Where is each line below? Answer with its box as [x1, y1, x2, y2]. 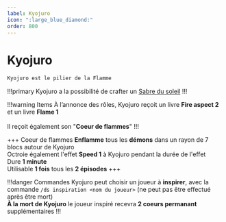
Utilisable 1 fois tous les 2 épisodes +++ [7, 165, 121, 173]
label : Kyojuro [7, 10, 51, 17]
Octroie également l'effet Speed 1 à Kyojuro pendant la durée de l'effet [7, 150, 206, 158]
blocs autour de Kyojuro [7, 143, 75, 151]
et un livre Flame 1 [7, 108, 59, 116]
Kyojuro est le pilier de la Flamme [7, 75, 112, 82]
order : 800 [7, 23, 38, 29]
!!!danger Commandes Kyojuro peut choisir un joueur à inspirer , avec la [7, 178, 209, 186]
